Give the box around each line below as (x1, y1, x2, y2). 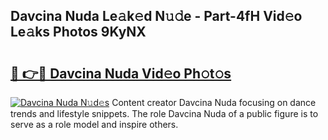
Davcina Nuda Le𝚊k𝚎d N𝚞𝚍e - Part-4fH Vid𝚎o (10, 8, 303, 25)
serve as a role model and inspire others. (10, 119, 179, 130)
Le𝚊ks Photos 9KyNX (10, 24, 147, 41)
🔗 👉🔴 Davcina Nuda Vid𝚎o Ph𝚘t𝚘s (10, 65, 232, 82)
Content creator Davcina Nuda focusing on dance (111, 97, 317, 108)
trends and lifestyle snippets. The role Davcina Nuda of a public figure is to (10, 108, 319, 119)
